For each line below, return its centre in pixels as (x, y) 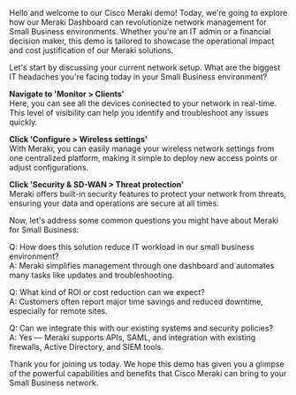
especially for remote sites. (58, 311)
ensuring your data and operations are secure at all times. (114, 203)
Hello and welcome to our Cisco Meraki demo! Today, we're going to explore (148, 13)
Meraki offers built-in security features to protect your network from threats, (148, 194)
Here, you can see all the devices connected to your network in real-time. (143, 103)
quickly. (23, 122)
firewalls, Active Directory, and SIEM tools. (86, 347)
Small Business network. (54, 383)
